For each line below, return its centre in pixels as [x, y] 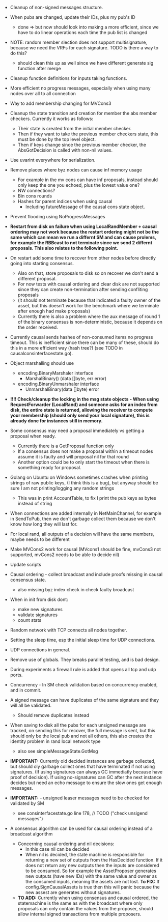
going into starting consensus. [42, 263]
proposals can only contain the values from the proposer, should [86, 909]
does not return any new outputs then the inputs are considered [92, 865]
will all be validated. [31, 705]
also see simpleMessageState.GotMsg [58, 751]
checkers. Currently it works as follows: [51, 119]
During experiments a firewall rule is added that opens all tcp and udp [83, 669]
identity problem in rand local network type [55, 741]
